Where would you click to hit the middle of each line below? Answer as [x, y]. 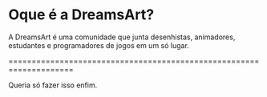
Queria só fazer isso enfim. [53, 85]
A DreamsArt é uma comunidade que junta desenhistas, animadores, [122, 37]
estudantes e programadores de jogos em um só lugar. [99, 45]
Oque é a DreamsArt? [81, 15]
